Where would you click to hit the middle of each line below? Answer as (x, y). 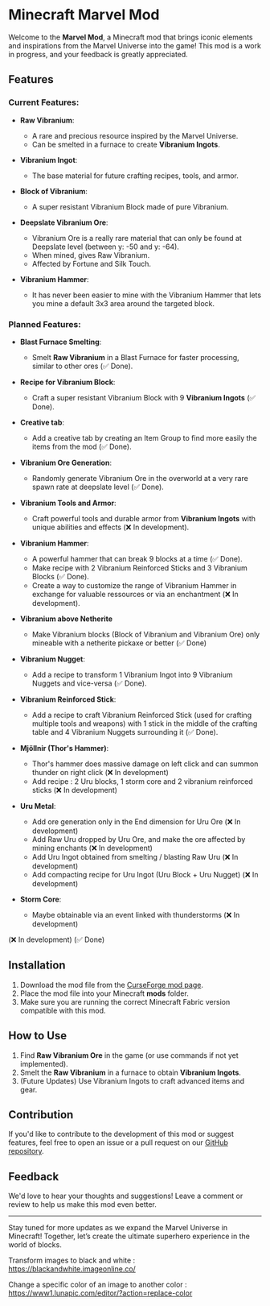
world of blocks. (35, 1245)
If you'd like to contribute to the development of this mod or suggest (121, 1134)
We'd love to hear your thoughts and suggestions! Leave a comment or (126, 1196)
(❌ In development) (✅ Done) (57, 939)
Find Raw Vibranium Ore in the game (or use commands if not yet (129, 1055)
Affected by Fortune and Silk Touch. (91, 263)
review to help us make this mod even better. (82, 1204)
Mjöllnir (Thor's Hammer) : (64, 748)
